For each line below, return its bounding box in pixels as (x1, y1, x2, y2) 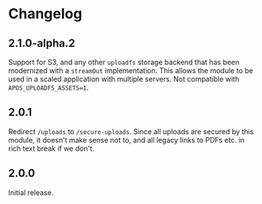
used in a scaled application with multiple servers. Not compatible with (8, 75, 240, 83)
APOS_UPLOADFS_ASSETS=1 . (8, 83, 89, 92)
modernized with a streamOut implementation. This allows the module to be (8, 66, 254, 75)
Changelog (8, 5, 83, 23)
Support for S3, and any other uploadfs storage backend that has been (8, 57, 240, 67)
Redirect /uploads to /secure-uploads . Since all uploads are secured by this (8, 126, 254, 136)
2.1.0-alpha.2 (8, 37, 75, 50)
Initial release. (8, 187, 54, 197)
